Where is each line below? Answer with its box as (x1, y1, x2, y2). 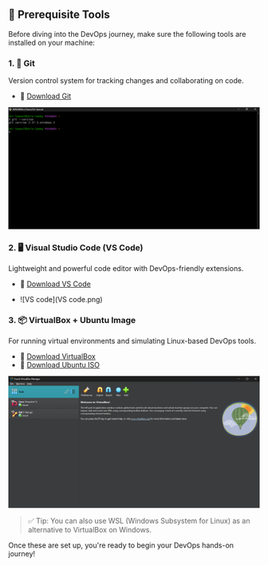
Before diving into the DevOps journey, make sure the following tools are (8, 29, 246, 38)
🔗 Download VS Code (19, 279, 92, 289)
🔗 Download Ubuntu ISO (19, 360, 100, 369)
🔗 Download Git (19, 91, 72, 101)
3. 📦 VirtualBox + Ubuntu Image (8, 315, 136, 326)
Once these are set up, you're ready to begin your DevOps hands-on (8, 540, 234, 550)
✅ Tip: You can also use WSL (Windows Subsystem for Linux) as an (27, 516, 250, 526)
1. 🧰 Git (8, 58, 36, 69)
